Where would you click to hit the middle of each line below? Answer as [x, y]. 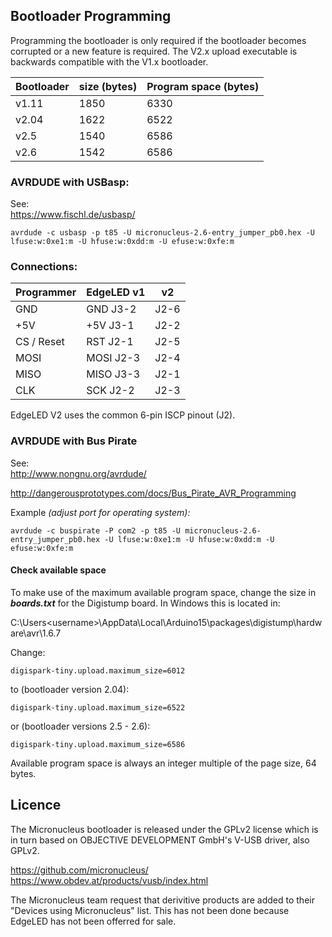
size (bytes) [108, 86]
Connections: [44, 267]
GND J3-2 [111, 309]
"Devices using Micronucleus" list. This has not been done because [150, 910]
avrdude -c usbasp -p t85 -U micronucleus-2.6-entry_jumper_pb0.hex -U [162, 233]
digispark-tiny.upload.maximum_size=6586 [98, 744]
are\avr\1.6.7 [36, 633]
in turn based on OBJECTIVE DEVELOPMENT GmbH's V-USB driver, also [160, 840]
